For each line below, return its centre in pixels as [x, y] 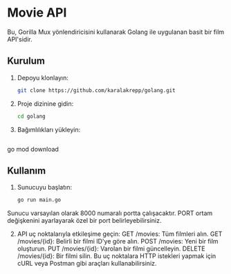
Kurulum [26, 61]
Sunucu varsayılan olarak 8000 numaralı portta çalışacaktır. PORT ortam [110, 213]
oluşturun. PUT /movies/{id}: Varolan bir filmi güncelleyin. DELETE [111, 249]
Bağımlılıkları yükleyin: [49, 129]
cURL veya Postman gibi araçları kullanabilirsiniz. [87, 264]
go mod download [33, 149]
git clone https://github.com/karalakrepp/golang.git [96, 90]
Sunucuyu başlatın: [45, 188]
